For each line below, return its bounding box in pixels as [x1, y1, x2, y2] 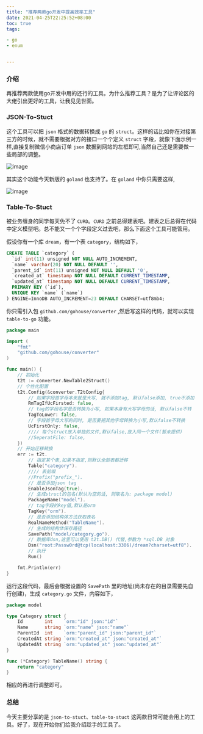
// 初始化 [17, 372, 40, 379]
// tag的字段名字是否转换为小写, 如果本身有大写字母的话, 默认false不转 [28, 406, 192, 412]
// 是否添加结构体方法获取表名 [28, 514, 96, 520]
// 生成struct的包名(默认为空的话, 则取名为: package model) [28, 491, 173, 498]
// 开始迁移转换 [17, 446, 53, 452]
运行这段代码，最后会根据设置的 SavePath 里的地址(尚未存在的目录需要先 [6, 582, 188, 589]
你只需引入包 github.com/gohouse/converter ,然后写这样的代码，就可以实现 [6, 307, 194, 314]
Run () [28, 554, 43, 560]
